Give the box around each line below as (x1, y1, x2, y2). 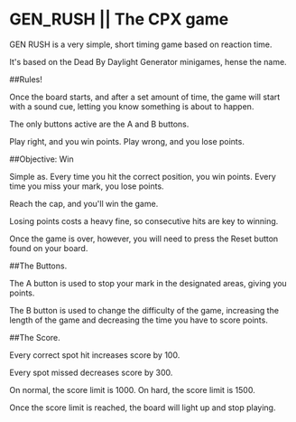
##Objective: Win (9, 154, 74, 164)
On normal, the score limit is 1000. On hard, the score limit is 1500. (9, 384, 255, 395)
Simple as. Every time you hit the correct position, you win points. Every (9, 171, 277, 182)
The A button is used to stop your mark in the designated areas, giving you (9, 277, 287, 288)
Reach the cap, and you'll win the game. (9, 198, 159, 209)
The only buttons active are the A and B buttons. (9, 118, 190, 129)
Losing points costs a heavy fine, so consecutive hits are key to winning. (9, 215, 279, 226)
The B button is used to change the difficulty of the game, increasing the (9, 305, 280, 315)
